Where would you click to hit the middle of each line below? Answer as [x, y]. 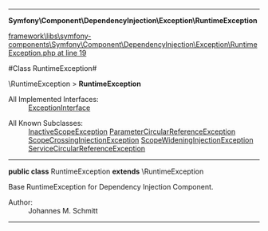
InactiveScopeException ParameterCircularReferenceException [132, 131]
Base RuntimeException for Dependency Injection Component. [111, 187]
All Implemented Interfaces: [53, 99]
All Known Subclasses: [46, 123]
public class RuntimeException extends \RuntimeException [106, 171]
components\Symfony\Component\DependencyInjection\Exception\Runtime [133, 44]
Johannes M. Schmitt [63, 211]
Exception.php [32, 53]
